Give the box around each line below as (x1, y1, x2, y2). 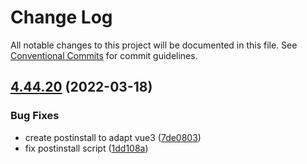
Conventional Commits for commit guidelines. (10, 49, 198, 61)
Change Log (10, 6, 113, 29)
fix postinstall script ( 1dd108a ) (24, 142, 149, 154)
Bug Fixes (10, 109, 60, 123)
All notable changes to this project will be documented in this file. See (10, 39, 298, 51)
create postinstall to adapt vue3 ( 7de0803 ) (24, 131, 202, 143)
